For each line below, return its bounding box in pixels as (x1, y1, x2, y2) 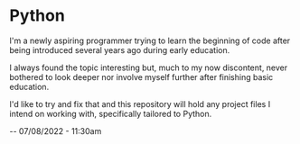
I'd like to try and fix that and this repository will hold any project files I (9, 98, 271, 109)
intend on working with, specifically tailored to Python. (9, 108, 212, 119)
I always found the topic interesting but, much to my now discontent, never (9, 62, 288, 73)
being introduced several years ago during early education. (9, 44, 230, 55)
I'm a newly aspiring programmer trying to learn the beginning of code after (9, 35, 291, 46)
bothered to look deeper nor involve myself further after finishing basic (9, 71, 274, 82)
